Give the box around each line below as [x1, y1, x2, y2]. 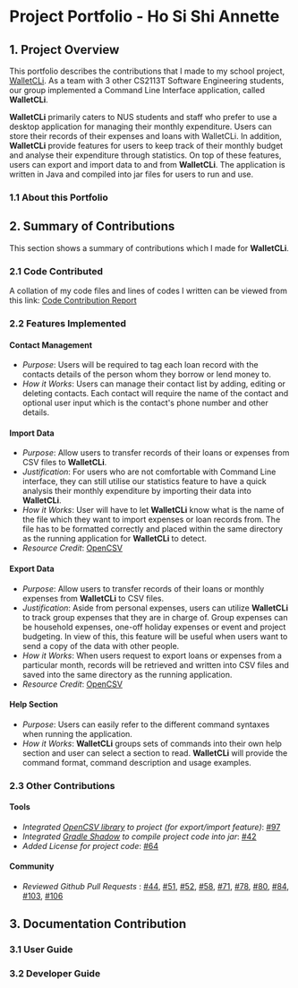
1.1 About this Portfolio [9, 191, 109, 204]
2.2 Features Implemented [9, 316, 127, 329]
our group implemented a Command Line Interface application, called [9, 85, 266, 95]
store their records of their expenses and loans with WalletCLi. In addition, [9, 131, 282, 141]
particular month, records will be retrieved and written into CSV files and [21, 659, 289, 670]
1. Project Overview [9, 42, 120, 57]
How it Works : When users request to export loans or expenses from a [21, 650, 282, 661]
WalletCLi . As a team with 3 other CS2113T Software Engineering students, [9, 75, 285, 86]
